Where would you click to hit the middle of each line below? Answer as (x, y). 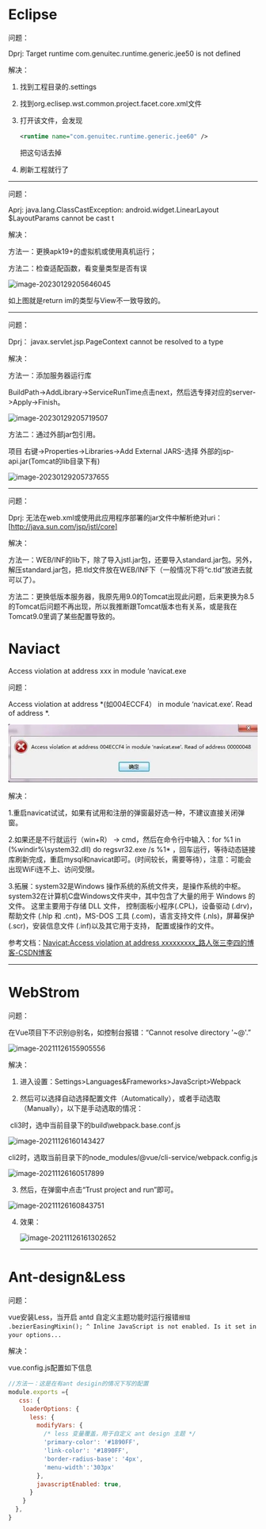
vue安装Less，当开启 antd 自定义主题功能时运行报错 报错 (99, 1317)
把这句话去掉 (40, 152)
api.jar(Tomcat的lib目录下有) (54, 461)
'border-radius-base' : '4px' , (93, 1459)
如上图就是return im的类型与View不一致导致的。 (86, 300)
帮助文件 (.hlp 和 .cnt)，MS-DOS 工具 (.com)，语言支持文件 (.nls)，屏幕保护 (131, 916)
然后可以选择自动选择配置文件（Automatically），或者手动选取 (120, 1099)
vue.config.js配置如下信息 (50, 1368)
